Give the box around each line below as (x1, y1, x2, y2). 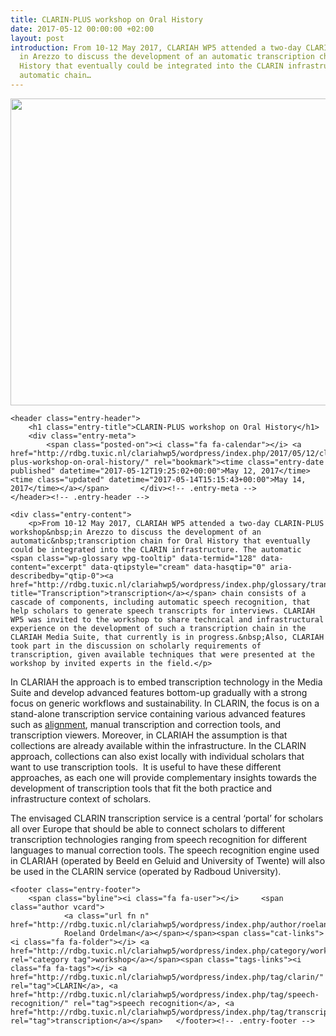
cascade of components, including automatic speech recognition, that (10, 597, 311, 607)
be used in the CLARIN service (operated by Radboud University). (10, 865, 282, 877)
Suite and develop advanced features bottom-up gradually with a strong (10, 686, 308, 698)
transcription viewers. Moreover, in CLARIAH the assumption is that (10, 729, 288, 741)
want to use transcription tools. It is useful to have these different (10, 761, 282, 773)
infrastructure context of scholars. (10, 792, 152, 805)
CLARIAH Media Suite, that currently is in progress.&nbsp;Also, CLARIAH (10, 632, 325, 642)
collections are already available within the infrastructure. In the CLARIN (10, 739, 307, 751)
